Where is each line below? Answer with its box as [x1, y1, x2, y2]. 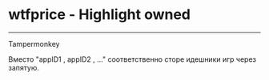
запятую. [8, 63, 40, 72]
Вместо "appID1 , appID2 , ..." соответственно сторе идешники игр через [8, 54, 256, 64]
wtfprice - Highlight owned [8, 6, 191, 24]
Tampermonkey [8, 39, 60, 48]
